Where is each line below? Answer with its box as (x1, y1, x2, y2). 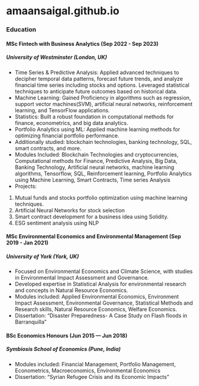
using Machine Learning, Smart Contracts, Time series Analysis (14, 176, 170, 183)
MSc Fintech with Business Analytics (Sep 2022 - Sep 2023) (6, 40, 159, 47)
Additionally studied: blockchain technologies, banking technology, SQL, (14, 138, 192, 145)
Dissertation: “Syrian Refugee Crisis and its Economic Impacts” (14, 373, 169, 380)
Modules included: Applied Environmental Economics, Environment (14, 293, 179, 300)
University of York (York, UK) (6, 253, 79, 260)
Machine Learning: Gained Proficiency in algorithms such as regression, (14, 94, 191, 101)
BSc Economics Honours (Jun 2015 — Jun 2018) (6, 332, 128, 339)
